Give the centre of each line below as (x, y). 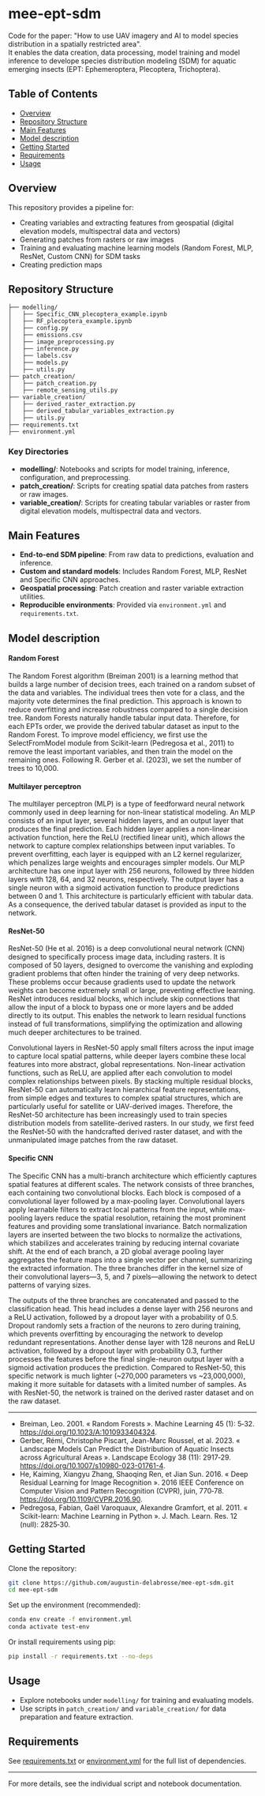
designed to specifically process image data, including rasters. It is (117, 957)
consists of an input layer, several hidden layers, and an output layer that (126, 821)
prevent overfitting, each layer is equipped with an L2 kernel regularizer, (125, 855)
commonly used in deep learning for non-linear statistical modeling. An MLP (132, 812)
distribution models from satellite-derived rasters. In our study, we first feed (131, 1123)
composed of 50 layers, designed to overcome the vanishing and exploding (131, 965)
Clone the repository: (43, 1568)
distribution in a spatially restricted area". (75, 43)
